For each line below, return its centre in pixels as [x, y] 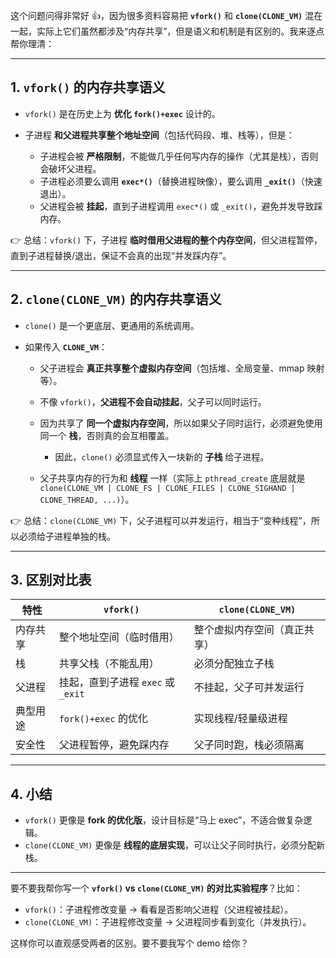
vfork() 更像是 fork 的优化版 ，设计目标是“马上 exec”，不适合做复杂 [164, 820]
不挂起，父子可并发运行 [249, 687]
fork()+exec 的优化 [103, 719]
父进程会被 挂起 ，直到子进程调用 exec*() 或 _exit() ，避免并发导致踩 [181, 206]
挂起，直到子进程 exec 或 [117, 682]
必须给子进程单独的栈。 [67, 536]
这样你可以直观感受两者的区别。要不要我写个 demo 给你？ [130, 943]
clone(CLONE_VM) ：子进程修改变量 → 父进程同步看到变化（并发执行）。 [168, 922]
